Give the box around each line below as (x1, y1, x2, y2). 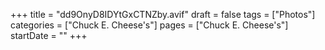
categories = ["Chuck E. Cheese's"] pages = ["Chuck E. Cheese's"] (10, 19, 289, 31)
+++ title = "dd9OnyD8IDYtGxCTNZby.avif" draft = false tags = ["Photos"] (10, 9, 316, 20)
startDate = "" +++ (10, 30, 88, 41)
